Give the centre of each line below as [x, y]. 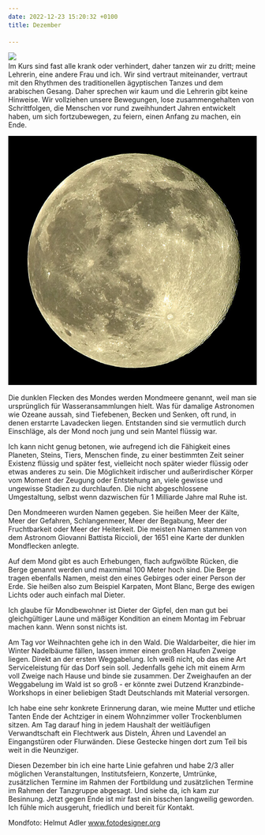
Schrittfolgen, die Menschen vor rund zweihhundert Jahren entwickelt [122, 108]
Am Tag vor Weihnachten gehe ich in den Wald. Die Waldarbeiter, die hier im [132, 642]
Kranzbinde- [224, 685]
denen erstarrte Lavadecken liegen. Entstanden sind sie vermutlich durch [127, 423]
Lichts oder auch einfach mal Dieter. [67, 595]
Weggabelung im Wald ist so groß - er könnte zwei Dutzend [105, 685]
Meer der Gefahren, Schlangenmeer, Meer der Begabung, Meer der [118, 521]
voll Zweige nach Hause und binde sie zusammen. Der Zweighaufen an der [130, 676]
